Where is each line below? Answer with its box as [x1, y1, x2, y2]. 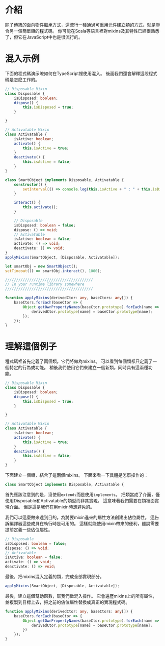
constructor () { [14, 182, 48, 187]
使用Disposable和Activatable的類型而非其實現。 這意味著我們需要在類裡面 [5, 497, 155, 503]
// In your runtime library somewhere [5, 282, 84, 287]
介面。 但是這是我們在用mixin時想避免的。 [9, 504, 95, 510]
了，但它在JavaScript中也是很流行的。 [5, 34, 83, 40]
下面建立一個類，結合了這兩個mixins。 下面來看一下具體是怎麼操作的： [5, 472, 149, 478]
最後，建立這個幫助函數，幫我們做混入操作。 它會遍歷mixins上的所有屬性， [5, 593, 157, 599]
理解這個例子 [5, 341, 57, 352]
